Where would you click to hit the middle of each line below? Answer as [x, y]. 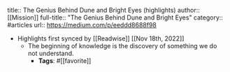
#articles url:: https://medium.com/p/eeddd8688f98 [82, 25]
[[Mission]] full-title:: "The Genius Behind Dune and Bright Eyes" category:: [115, 17]
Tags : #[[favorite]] [65, 61]
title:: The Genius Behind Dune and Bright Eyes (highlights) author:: [104, 10]
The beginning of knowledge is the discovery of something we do [122, 46]
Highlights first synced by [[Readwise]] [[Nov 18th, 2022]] [101, 38]
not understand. [51, 53]
